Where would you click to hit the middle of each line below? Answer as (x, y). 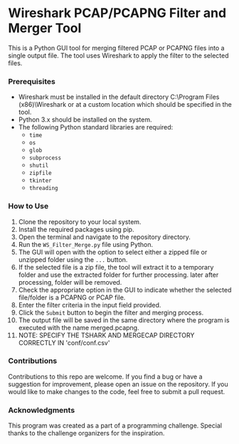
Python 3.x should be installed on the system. (85, 120)
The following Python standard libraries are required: (96, 127)
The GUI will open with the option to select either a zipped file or (113, 252)
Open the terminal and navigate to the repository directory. (105, 237)
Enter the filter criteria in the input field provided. (90, 305)
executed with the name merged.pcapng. (79, 327)
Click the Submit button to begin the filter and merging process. (111, 312)
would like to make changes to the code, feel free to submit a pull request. (117, 391)
